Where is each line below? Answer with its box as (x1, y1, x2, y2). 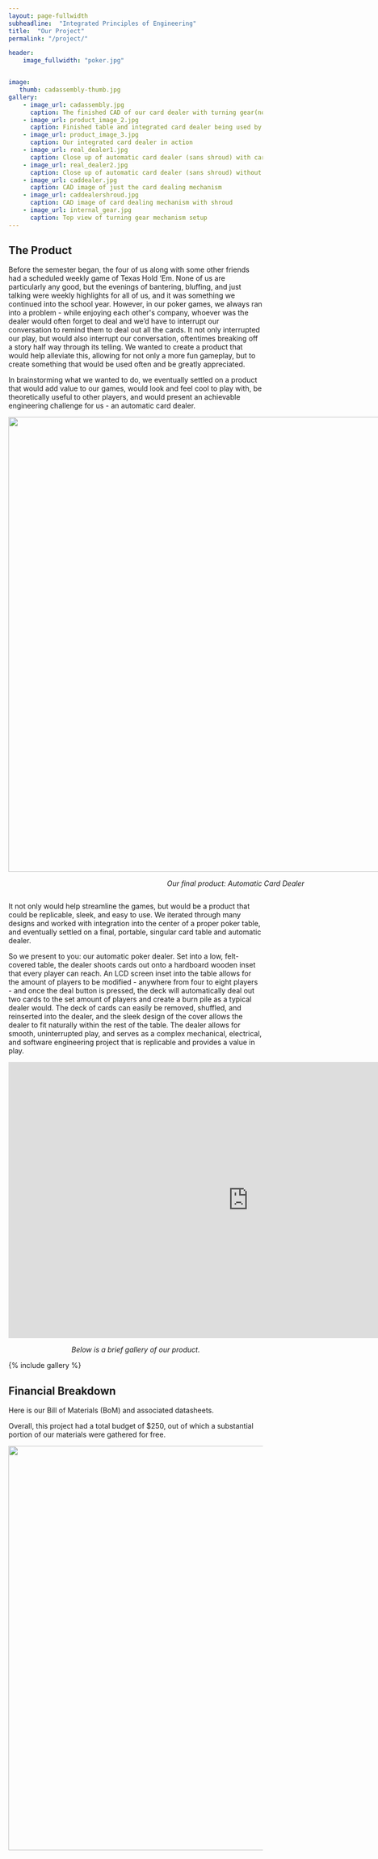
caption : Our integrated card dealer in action (29, 138, 194, 146)
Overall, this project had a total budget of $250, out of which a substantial (8, 1421, 254, 1431)
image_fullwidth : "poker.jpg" (23, 57, 125, 65)
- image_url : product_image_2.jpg (23, 116, 139, 124)
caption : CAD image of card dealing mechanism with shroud (29, 199, 233, 207)
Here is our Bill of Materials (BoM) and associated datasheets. (8, 1405, 214, 1416)
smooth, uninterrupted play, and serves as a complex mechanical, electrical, (8, 1029, 262, 1039)
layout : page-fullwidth (8, 11, 89, 20)
